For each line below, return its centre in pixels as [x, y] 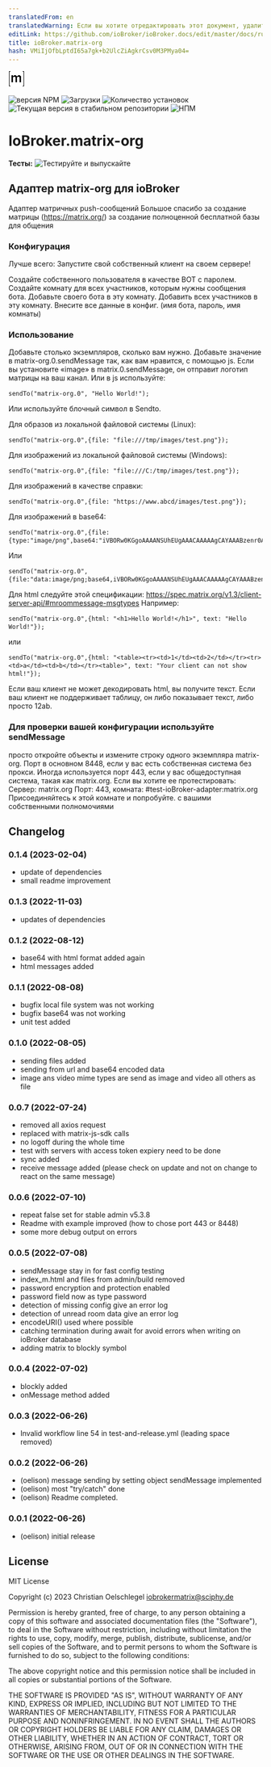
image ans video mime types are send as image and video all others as [138, 1077]
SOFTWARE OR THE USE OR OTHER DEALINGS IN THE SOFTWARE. [121, 1755]
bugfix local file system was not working [87, 1005]
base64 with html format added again [82, 958]
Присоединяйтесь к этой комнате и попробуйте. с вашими [110, 797]
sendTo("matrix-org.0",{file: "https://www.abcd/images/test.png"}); [128, 502]
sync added [40, 1159]
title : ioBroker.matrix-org [56, 43]
